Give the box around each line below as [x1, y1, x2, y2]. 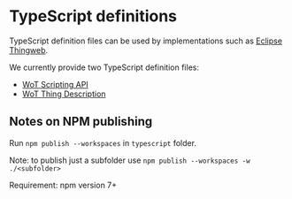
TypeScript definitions [9, 6, 178, 27]
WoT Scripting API [21, 79, 88, 89]
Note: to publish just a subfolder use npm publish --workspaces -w [9, 155, 250, 165]
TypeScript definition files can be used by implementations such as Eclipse [9, 35, 283, 46]
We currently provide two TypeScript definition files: [9, 62, 199, 73]
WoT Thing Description [21, 88, 106, 99]
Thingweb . [9, 44, 49, 55]
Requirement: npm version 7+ [9, 180, 118, 190]
